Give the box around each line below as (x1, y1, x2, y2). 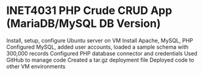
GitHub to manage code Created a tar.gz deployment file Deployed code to (6, 56, 194, 63)
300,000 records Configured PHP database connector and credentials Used (6, 49, 198, 57)
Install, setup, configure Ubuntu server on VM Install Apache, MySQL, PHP (6, 37, 193, 44)
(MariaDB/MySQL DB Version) (6, 16, 161, 30)
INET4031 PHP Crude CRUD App (6, 4, 173, 18)
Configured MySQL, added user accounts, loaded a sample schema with (6, 43, 189, 51)
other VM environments (6, 62, 66, 70)
